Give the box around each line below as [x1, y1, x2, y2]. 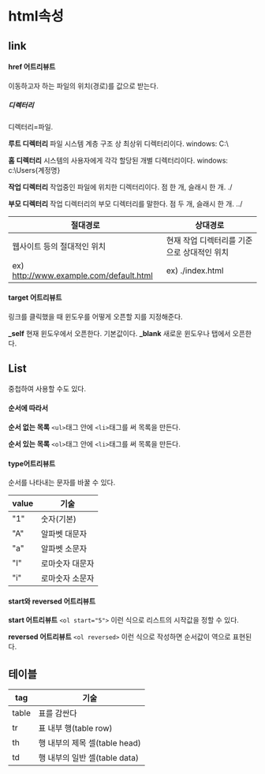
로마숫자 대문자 [40, 558, 95, 569]
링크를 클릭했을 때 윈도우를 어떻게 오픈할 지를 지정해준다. [8, 312, 183, 321]
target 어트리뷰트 [8, 293, 62, 302]
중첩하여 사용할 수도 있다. [8, 383, 87, 393]
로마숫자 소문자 [40, 573, 95, 584]
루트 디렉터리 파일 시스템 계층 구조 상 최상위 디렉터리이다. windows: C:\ [8, 139, 229, 148]
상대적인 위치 [182, 246, 230, 257]
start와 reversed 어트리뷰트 [8, 596, 96, 606]
